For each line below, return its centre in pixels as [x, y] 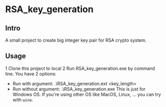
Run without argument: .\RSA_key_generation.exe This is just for [79, 89]
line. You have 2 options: [31, 74]
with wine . [23, 99]
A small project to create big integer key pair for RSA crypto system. [76, 40]
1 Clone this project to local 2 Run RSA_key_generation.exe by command [80, 68]
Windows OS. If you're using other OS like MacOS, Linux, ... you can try [87, 94]
